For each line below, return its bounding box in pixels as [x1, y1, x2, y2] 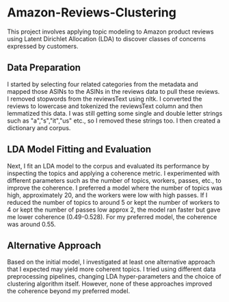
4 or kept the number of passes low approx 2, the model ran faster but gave [7, 205, 221, 214]
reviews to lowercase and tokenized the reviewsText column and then [7, 101, 203, 110]
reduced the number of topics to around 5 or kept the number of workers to [7, 198, 220, 206]
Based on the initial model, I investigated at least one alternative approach [7, 258, 215, 266]
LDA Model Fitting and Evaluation [7, 144, 152, 155]
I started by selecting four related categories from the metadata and [7, 80, 198, 88]
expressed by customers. [7, 42, 79, 50]
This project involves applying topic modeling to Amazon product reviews [7, 27, 214, 36]
